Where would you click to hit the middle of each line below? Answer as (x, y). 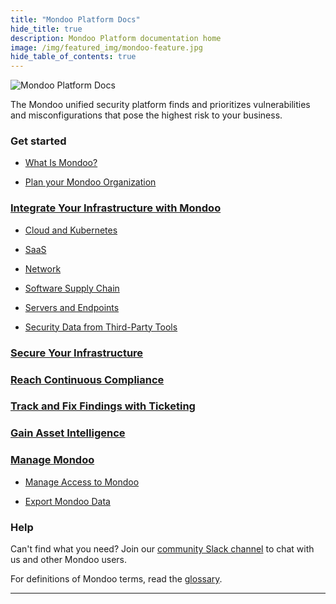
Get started (38, 141)
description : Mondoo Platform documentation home (116, 38)
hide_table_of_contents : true (73, 57)
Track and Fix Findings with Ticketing (103, 406)
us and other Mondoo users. (69, 559)
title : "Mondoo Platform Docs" (75, 19)
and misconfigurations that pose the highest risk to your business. (146, 115)
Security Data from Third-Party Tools (101, 327)
